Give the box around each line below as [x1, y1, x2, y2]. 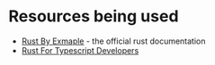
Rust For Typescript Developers [21, 45, 139, 55]
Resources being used [8, 6, 179, 27]
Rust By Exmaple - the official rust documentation [21, 36, 206, 46]
